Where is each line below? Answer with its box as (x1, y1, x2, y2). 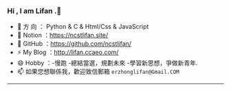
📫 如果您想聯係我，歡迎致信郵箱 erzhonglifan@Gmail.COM (16, 68, 180, 76)
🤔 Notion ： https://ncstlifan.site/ (16, 31, 109, 40)
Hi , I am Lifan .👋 (7, 6, 62, 16)
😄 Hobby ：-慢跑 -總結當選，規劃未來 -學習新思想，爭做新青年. (16, 59, 198, 67)
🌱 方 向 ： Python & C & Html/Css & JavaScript (16, 23, 149, 31)
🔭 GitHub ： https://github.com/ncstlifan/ (16, 40, 132, 48)
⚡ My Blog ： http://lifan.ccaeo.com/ (16, 48, 119, 57)
